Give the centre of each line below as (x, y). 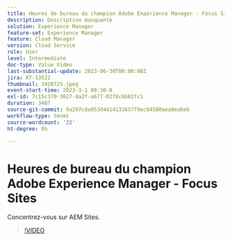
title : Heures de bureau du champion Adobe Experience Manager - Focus (112, 13)
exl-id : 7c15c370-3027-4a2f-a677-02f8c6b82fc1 (75, 97)
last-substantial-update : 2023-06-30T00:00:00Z (77, 71)
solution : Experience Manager (51, 26)
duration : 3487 (29, 103)
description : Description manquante (60, 20)
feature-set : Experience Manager (55, 33)
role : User (23, 52)
